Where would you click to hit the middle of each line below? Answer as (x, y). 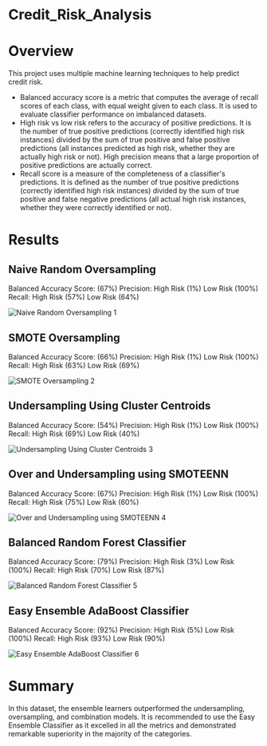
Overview (41, 52)
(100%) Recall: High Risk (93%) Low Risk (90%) (87, 639)
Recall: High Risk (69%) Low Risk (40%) (74, 434)
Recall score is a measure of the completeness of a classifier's (122, 174)
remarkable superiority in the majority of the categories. (100, 734)
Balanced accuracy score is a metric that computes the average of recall (139, 97)
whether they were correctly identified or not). (96, 208)
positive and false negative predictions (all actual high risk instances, (133, 199)
